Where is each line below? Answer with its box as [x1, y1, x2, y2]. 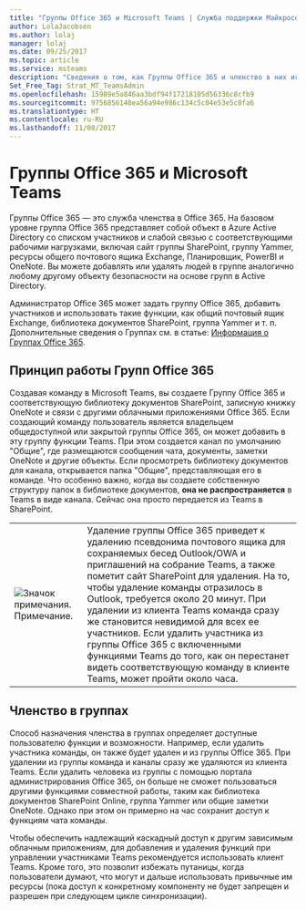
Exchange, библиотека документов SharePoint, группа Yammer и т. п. [9, 316, 278, 328]
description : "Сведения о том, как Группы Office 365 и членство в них [9, 73, 287, 82]
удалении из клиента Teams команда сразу [87, 604, 280, 616]
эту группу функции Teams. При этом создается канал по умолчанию [9, 435, 281, 447]
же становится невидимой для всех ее [87, 615, 260, 627]
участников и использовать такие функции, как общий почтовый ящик [9, 307, 285, 318]
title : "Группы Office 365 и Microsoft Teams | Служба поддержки [9, 13, 262, 23]
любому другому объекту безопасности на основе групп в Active [9, 270, 266, 281]
